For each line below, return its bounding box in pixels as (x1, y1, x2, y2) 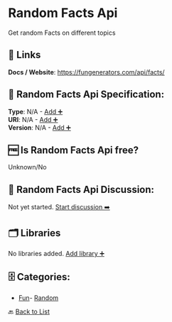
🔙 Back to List (8, 307, 50, 316)
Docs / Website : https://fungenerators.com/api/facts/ (8, 67, 166, 76)
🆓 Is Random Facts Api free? (8, 144, 139, 156)
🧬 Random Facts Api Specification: (8, 89, 165, 101)
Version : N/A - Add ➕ (8, 123, 72, 132)
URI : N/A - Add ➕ (8, 115, 58, 123)
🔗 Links (8, 49, 41, 61)
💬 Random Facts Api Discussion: (8, 183, 155, 196)
